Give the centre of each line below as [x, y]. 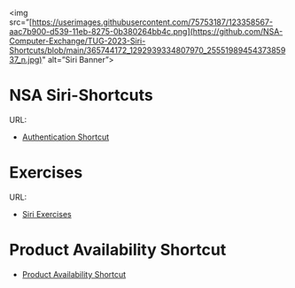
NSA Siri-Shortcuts [81, 95]
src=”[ [21, 22]
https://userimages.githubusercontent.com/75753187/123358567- [152, 22]
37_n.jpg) [26, 60]
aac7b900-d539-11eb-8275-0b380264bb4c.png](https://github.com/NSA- [146, 31]
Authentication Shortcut [66, 137]
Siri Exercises [47, 214]
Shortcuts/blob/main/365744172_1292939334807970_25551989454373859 [147, 50]
